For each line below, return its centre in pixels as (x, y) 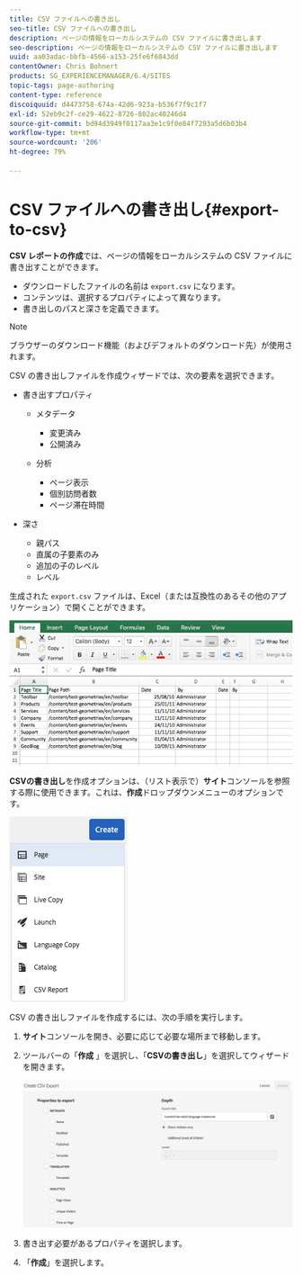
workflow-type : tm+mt (50, 133)
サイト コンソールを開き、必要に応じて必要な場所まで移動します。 (144, 1036)
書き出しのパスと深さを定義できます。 (93, 308)
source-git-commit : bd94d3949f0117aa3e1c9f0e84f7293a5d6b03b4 (128, 123)
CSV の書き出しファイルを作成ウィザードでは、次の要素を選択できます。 (144, 375)
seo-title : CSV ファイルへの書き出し (73, 28)
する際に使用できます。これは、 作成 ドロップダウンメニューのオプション (143, 792)
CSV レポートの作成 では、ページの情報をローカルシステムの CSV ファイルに (151, 256)
